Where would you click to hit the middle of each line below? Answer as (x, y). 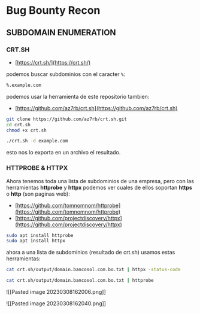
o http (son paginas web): (38, 194)
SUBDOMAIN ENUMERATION (61, 33)
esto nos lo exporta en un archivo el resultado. (63, 153)
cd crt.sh (19, 124)
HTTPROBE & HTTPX (37, 168)
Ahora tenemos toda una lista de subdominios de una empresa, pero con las (100, 181)
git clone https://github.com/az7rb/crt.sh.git (67, 119)
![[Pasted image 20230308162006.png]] (56, 292)
